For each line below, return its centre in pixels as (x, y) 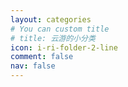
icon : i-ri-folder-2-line (64, 47)
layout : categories (51, 19)
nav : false (33, 66)
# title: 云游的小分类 (53, 38)
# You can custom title (60, 29)
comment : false (42, 57)
